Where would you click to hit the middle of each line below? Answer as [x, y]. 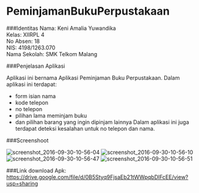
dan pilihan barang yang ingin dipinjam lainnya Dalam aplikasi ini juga [102, 122]
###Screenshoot [27, 140]
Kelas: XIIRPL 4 [25, 34]
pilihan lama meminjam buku [51, 115]
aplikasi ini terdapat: [31, 84]
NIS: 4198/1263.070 [31, 48]
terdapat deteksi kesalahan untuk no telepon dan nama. [85, 128]
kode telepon [32, 103]
